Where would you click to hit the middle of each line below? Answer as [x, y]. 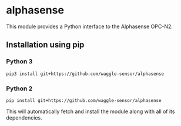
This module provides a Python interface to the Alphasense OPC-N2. [90, 26]
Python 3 [19, 62]
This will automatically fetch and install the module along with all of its [90, 111]
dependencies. [24, 117]
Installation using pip [45, 45]
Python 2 [19, 88]
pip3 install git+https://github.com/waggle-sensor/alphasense [85, 74]
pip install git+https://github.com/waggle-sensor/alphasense [84, 100]
